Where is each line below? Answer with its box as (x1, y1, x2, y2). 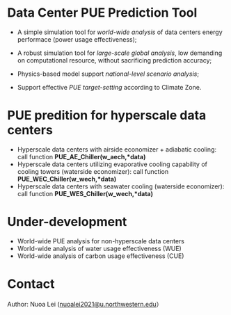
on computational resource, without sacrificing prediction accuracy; (17, 56, 212, 64)
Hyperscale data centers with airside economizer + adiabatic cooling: (17, 145, 217, 154)
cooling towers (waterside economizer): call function (17, 167, 169, 175)
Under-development (7, 214, 127, 230)
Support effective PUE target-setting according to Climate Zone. (17, 83, 202, 91)
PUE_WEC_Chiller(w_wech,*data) (17, 175, 117, 183)
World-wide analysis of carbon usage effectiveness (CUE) (17, 252, 184, 260)
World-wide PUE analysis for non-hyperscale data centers (17, 236, 184, 245)
